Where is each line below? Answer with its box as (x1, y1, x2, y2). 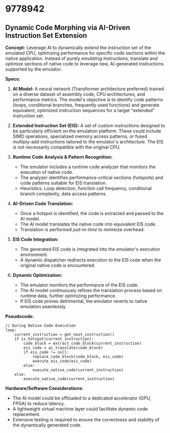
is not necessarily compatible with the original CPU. (12, 144, 121, 150)
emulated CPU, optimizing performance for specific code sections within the (5, 50, 165, 56)
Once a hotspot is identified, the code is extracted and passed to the (20, 210, 164, 216)
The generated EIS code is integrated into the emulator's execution (20, 246, 160, 252)
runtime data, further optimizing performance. (20, 293, 117, 299)
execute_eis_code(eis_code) (32, 358, 92, 364)
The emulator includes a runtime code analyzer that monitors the (20, 164, 156, 170)
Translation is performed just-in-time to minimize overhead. (20, 227, 145, 232)
